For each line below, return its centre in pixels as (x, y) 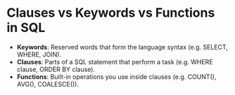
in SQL (26, 28)
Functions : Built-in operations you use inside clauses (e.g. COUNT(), (116, 76)
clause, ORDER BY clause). (56, 69)
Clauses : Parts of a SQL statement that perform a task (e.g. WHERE (115, 61)
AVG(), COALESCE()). (47, 84)
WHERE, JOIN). (39, 54)
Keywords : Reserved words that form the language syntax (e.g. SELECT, (122, 47)
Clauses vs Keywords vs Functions (111, 13)
